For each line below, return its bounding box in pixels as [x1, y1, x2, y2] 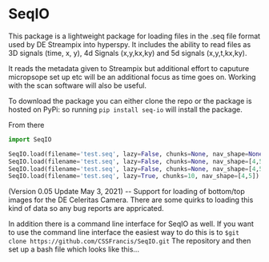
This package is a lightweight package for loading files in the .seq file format [8, 31, 261, 41]
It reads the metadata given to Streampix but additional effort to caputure [8, 63, 250, 73]
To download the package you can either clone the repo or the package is [8, 96, 252, 105]
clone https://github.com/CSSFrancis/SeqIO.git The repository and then [8, 236, 251, 246]
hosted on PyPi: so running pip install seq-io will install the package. [8, 105, 243, 114]
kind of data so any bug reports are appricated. [8, 204, 164, 213]
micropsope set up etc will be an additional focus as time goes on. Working [8, 72, 256, 81]
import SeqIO [8, 135, 52, 144]
